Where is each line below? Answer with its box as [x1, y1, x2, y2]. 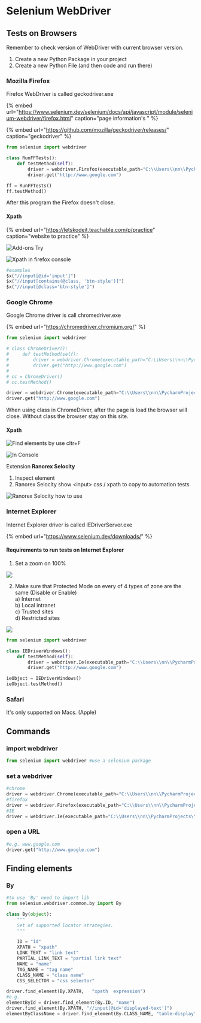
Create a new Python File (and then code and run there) [14, 62, 153, 69]
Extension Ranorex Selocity [6, 463, 75, 470]
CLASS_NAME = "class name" [17, 972, 84, 978]
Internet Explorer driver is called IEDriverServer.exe [6, 521, 133, 528]
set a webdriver [6, 771, 53, 780]
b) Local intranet [14, 601, 56, 609]
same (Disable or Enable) [14, 589, 77, 596]
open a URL [6, 828, 40, 836]
